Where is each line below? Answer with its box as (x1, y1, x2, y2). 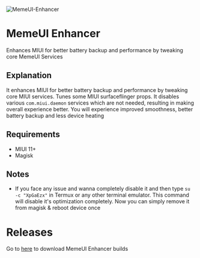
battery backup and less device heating (6, 112, 105, 119)
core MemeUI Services (6, 53, 63, 60)
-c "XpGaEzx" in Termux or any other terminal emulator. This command (14, 191, 189, 198)
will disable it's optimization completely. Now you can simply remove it (14, 198, 190, 205)
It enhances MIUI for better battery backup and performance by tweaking (6, 86, 188, 93)
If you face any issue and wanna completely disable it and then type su (14, 185, 190, 192)
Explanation (6, 70, 52, 81)
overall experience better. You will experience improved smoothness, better (6, 105, 193, 112)
